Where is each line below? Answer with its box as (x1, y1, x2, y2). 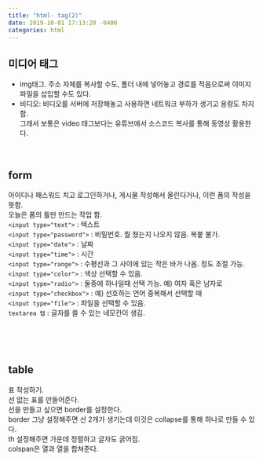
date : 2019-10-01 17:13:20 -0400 (8, 19, 118, 27)
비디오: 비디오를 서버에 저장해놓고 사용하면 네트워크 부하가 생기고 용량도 (19, 99, 240, 108)
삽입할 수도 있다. (40, 90, 92, 99)
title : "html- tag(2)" (8, 11, 82, 20)
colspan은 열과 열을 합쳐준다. (8, 444, 99, 453)
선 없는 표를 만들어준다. (8, 394, 80, 404)
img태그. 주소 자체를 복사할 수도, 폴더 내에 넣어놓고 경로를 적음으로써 (19, 79, 231, 89)
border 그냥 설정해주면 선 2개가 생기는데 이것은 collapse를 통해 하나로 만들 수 (8, 414, 247, 424)
